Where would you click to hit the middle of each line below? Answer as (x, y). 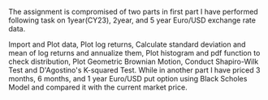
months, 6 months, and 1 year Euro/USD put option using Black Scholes (128, 79)
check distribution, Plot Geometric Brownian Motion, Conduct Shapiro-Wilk (134, 61)
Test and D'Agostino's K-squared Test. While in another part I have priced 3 (134, 70)
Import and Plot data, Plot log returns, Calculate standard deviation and (127, 44)
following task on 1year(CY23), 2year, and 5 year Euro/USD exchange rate (132, 20)
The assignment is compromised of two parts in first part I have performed (133, 12)
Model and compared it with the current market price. (98, 87)
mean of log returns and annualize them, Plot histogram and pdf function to (134, 53)
